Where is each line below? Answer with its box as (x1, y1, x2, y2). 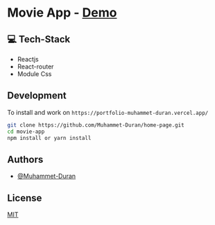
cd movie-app (7, 128, 45, 135)
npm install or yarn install (7, 134, 92, 141)
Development (7, 90, 67, 102)
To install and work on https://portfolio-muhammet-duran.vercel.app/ (7, 108, 209, 116)
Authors (7, 154, 44, 165)
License (7, 192, 42, 204)
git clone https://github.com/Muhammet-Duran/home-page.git (7, 121, 185, 129)
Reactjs (17, 55, 40, 63)
